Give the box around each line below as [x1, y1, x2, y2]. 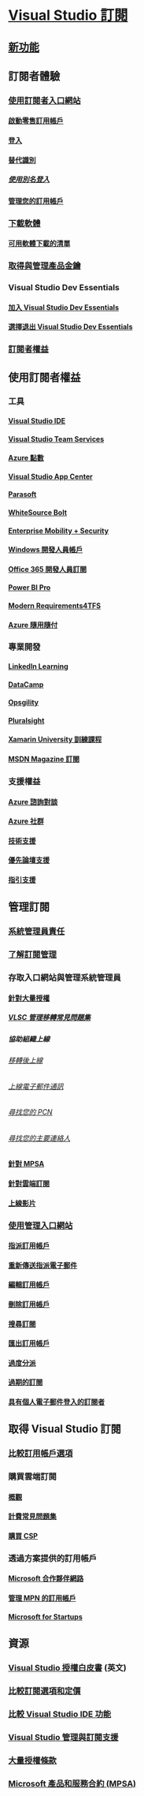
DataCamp [8, 679, 44, 689]
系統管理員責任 [8, 926, 65, 937]
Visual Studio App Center [8, 472, 93, 481]
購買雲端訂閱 [8, 1471, 57, 1482]
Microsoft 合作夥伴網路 [8, 1574, 84, 1583]
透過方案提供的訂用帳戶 [8, 1552, 97, 1563]
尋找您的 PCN [8, 1107, 53, 1117]
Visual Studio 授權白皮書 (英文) [8, 1662, 127, 1673]
